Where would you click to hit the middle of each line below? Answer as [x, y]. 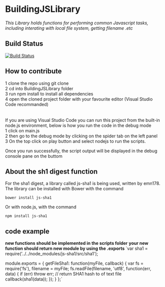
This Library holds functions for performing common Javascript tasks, [77, 23]
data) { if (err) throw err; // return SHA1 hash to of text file [63, 274]
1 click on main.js [22, 130]
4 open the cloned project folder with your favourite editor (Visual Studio [79, 99]
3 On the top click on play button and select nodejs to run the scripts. [76, 141]
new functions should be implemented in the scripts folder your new [77, 243]
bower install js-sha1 [28, 198]
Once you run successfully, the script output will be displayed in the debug [81, 151]
